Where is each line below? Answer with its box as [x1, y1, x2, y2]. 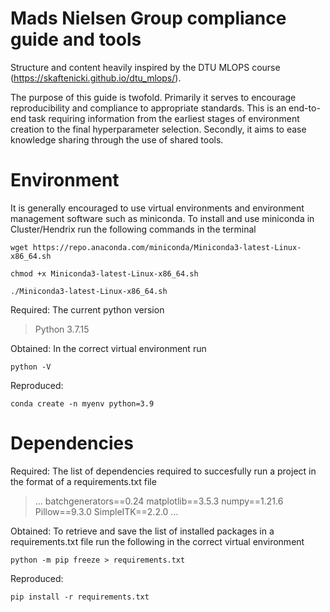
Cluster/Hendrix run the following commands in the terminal [10, 223, 257, 235]
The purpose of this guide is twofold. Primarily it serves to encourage [10, 91, 297, 103]
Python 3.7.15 [34, 323, 90, 335]
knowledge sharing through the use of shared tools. [10, 133, 224, 146]
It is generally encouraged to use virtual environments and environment [10, 202, 305, 214]
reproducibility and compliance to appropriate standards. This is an [10, 102, 287, 114]
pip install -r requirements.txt [10, 592, 150, 602]
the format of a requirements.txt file [10, 475, 157, 487]
